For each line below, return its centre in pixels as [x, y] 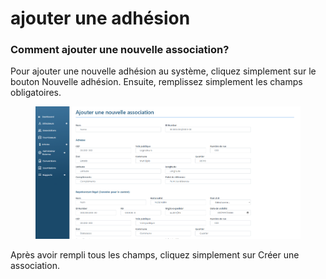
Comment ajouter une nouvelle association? [120, 50]
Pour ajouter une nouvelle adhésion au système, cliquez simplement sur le [163, 71]
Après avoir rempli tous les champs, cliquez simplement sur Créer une [155, 255]
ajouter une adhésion [100, 18]
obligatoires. [36, 93]
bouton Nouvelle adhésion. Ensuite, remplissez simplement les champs [156, 82]
